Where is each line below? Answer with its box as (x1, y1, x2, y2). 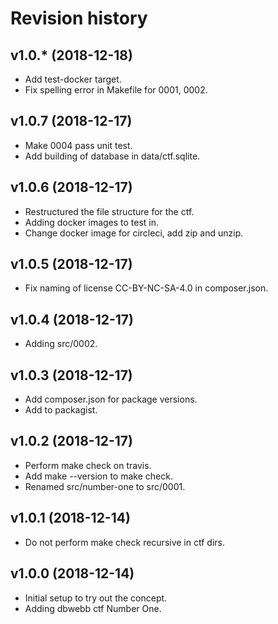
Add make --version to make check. (24, 470, 173, 482)
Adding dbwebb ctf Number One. (24, 602, 162, 614)
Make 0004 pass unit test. (24, 139, 133, 151)
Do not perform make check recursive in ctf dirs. (24, 536, 225, 548)
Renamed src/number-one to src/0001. (24, 480, 186, 492)
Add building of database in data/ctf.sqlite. (24, 150, 201, 162)
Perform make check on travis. (24, 459, 152, 471)
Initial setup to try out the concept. (24, 592, 168, 604)
